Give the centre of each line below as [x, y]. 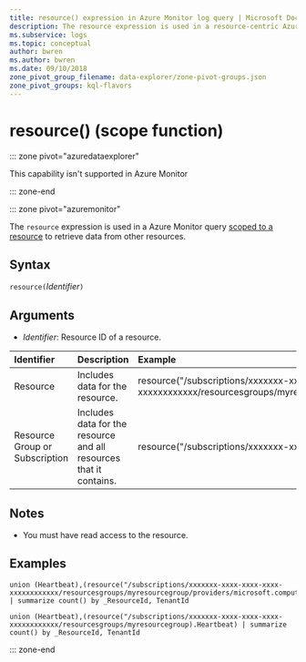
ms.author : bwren [42, 60]
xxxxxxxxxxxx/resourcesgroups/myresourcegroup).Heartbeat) [124, 625]
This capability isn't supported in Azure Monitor [99, 173]
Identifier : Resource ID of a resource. [92, 337]
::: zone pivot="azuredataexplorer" [74, 156]
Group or [33, 447]
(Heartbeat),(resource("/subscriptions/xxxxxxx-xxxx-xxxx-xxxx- [158, 616]
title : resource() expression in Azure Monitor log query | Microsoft [146, 18]
